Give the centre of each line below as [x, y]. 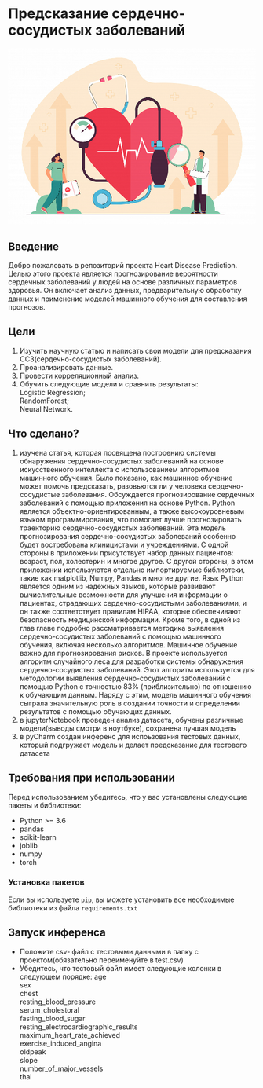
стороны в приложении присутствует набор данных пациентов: [126, 553]
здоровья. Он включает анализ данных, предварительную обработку [125, 291]
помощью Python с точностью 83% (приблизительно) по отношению [136, 686]
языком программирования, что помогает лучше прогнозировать [130, 519]
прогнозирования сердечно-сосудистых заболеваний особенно [128, 536]
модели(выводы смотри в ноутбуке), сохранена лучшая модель [128, 728]
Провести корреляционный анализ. [79, 375]
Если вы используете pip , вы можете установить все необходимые [121, 899]
